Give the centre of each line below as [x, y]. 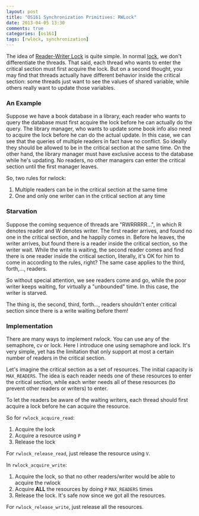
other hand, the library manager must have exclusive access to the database [100, 154]
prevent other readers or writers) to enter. [57, 388]
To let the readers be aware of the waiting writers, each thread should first [97, 399]
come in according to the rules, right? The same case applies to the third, [96, 262]
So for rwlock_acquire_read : [40, 417]
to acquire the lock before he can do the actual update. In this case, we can [99, 135]
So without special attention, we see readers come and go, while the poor [96, 280]
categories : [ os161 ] [32, 34]
